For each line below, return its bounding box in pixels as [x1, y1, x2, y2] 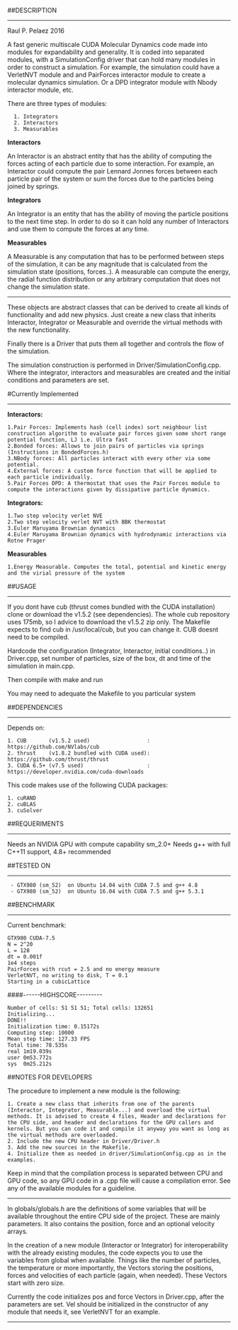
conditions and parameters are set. [7, 376, 110, 384]
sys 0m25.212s [7, 1060, 52, 1068]
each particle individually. [7, 474, 93, 481]
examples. [7, 1156, 37, 1164]
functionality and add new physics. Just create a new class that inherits [7, 311, 216, 319]
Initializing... [7, 1011, 55, 1018]
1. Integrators [13, 113, 59, 120]
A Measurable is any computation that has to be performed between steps [7, 252, 225, 260]
